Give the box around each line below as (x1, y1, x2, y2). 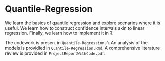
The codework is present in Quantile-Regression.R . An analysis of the (5, 39, 148, 45)
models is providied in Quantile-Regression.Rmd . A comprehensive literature (5, 45, 160, 51)
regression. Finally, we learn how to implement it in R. (5, 30, 114, 36)
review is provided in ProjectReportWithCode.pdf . (5, 50, 106, 56)
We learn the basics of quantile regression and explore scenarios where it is (5, 20, 160, 26)
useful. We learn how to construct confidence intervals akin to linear (5, 25, 145, 30)
